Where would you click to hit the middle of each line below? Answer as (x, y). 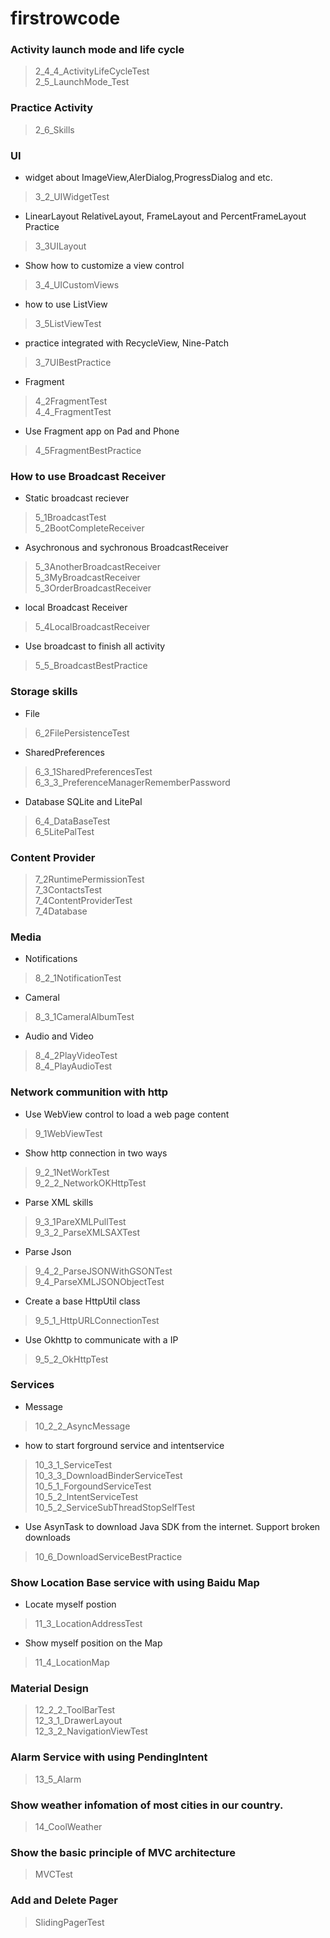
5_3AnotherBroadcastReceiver (98, 567)
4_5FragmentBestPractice (88, 451)
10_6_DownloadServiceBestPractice (108, 1556)
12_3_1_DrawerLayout (78, 1721)
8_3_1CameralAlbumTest (84, 1017)
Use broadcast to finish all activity (95, 646)
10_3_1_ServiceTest (73, 1464)
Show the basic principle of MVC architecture (123, 1852)
